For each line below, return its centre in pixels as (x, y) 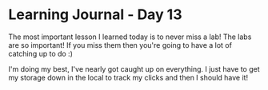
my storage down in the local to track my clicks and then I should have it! (128, 77)
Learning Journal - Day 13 (95, 15)
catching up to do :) (41, 53)
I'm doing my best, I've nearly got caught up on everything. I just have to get (134, 68)
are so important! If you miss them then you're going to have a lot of (120, 45)
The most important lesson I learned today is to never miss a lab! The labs (130, 37)
